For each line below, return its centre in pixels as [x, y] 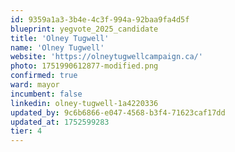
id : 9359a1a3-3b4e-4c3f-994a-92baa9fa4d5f [100, 19]
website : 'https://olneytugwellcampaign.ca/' [106, 57]
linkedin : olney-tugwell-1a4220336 [84, 103]
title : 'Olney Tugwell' [60, 38]
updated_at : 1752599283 [60, 122]
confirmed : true [44, 76]
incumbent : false [46, 94]
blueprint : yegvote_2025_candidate [84, 29]
